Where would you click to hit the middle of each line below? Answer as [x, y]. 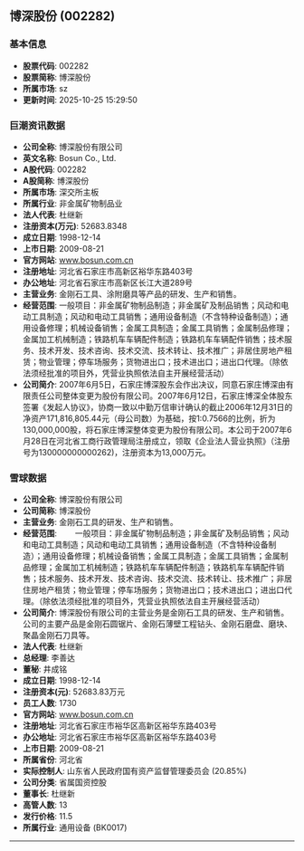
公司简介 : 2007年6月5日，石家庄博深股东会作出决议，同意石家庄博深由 [154, 384]
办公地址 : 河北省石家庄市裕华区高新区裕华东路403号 [119, 737]
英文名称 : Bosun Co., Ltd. [69, 158]
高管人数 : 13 [45, 805]
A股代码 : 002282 [55, 169]
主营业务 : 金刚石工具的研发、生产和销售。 [100, 522]
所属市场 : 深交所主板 [61, 192]
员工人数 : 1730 [49, 703]
